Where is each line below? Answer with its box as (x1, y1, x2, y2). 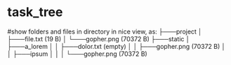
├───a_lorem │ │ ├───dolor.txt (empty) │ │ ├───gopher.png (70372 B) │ (7, 42, 226, 50)
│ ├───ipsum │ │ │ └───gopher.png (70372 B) (7, 50, 147, 58)
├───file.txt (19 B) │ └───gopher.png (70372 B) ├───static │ (7, 34, 190, 43)
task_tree (7, 4, 63, 20)
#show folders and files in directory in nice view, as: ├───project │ (7, 27, 202, 36)
